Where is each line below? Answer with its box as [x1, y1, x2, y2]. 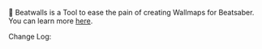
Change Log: [8, 32, 52, 41]
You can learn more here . [8, 16, 93, 26]
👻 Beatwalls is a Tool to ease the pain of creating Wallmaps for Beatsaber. [8, 8, 255, 17]
